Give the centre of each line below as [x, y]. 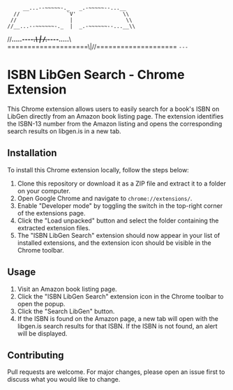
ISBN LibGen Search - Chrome [96, 75]
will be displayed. [42, 333]
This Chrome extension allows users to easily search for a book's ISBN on [113, 109]
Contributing [36, 355]
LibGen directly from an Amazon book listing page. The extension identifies [115, 116]
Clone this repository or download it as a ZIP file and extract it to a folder [122, 183]
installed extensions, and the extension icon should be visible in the [114, 243]
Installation [32, 153]
